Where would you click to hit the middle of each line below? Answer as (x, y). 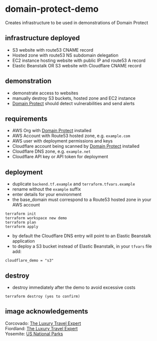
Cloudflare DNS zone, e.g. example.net (51, 151)
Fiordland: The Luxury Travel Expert (41, 328)
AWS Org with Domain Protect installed (52, 131)
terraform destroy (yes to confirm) (43, 296)
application (24, 241)
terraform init (21, 214)
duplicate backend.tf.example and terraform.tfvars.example (74, 184)
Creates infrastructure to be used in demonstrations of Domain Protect (77, 23)
